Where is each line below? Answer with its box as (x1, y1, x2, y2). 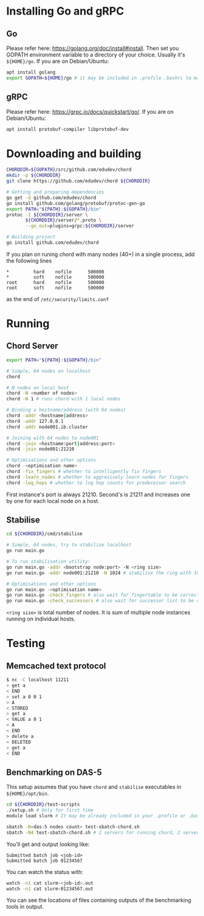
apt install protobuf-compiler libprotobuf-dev (6, 126, 129, 132)
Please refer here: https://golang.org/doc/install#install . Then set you (6, 44, 179, 52)
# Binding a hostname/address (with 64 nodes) (6, 407, 126, 413)
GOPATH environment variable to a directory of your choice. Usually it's (6, 51, 185, 58)
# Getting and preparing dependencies (6, 189, 104, 195)
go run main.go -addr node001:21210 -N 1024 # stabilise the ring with (6, 570, 191, 576)
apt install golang (6, 69, 56, 75)
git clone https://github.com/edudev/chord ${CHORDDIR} (6, 178, 151, 184)
